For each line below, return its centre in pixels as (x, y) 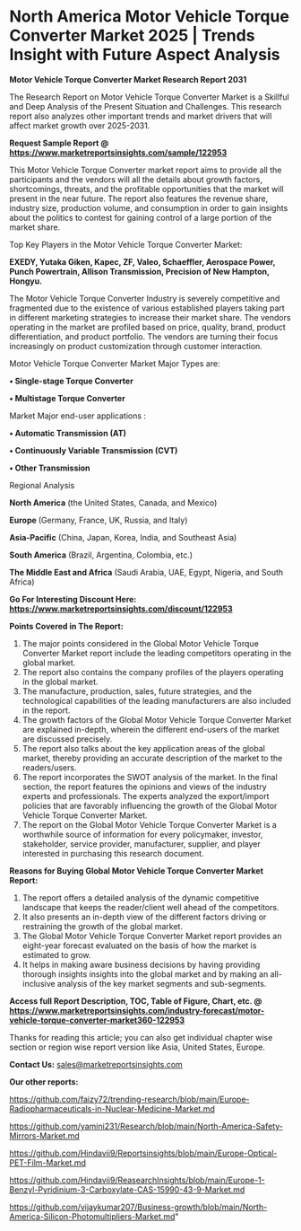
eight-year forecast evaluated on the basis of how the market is (139, 945)
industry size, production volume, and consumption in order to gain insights (149, 207)
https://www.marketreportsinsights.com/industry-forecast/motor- (137, 1010)
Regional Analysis (42, 485)
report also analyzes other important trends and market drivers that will (141, 116)
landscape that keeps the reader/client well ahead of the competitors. (150, 907)
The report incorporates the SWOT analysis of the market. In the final (150, 777)
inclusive (39, 983)
